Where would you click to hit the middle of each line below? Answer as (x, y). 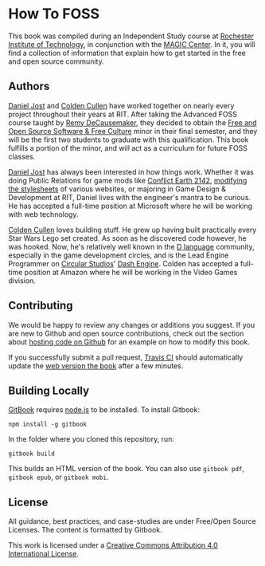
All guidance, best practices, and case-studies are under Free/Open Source (132, 521)
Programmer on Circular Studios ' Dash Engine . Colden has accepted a (123, 263)
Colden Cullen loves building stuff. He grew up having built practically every (132, 230)
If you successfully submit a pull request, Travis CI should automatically (126, 357)
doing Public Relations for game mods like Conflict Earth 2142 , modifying (128, 180)
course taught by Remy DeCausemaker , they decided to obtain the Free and (132, 122)
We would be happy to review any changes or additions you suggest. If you (132, 324)
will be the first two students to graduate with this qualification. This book (129, 140)
